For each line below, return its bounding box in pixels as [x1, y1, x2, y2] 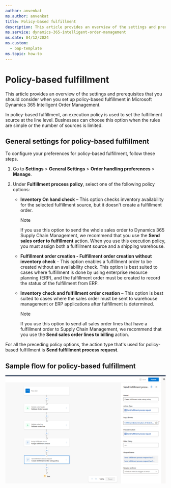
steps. [5, 156, 18, 162]
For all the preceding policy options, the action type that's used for [5, 342, 145, 348]
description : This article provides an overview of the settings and [5, 24, 156, 30]
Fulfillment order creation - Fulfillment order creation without [20, 253, 152, 260]
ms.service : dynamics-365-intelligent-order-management [5, 30, 126, 35]
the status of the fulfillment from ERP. [20, 280, 99, 287]
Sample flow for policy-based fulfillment [5, 362, 136, 370]
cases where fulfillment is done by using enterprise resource [20, 269, 148, 275]
